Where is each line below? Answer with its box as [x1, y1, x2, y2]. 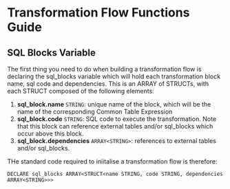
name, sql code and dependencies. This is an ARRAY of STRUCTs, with [7, 80, 209, 87]
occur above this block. [17, 129, 84, 137]
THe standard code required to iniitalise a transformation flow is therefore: [7, 157, 218, 166]
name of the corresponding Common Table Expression [17, 108, 173, 115]
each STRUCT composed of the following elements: [7, 87, 155, 95]
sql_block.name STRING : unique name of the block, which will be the [17, 100, 211, 108]
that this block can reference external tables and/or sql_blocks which [17, 122, 213, 130]
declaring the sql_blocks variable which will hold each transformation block [7, 72, 221, 80]
